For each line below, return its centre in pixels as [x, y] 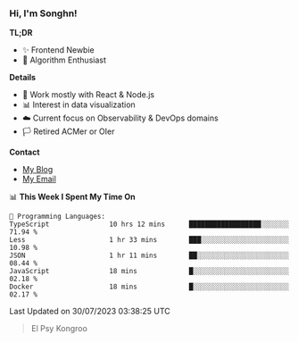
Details [23, 78]
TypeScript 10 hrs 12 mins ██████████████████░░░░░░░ [149, 225]
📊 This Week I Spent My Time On [72, 197]
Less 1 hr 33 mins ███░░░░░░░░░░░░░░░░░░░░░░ [149, 240]
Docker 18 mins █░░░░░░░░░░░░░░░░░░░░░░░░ [149, 287]
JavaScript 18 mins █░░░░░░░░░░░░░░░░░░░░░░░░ [149, 271]
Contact [25, 152]
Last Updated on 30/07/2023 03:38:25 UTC [90, 312]
